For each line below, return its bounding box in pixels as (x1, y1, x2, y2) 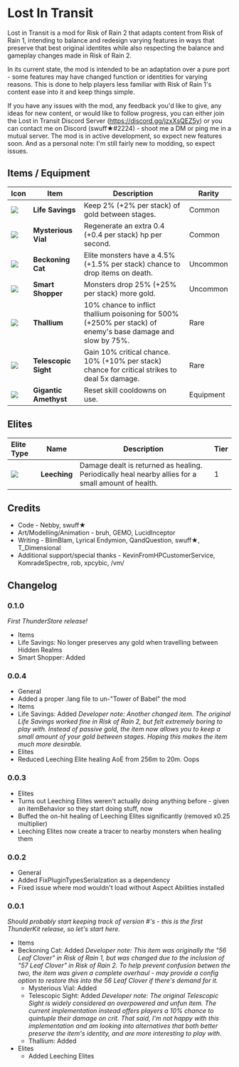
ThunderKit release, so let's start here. (7, 925, 121, 933)
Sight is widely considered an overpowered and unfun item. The (28, 999, 217, 1007)
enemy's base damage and (83, 326, 174, 336)
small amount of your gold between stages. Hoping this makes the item (17, 732, 228, 741)
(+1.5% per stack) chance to (83, 259, 181, 269)
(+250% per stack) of (83, 318, 157, 328)
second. (83, 238, 111, 248)
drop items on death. (83, 268, 153, 278)
